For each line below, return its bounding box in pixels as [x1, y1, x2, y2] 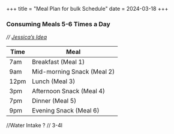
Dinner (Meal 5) [32, 97, 77, 105]
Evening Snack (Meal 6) [32, 106, 100, 115]
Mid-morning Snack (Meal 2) [32, 68, 115, 76]
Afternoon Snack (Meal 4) [32, 87, 105, 95]
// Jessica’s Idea [6, 33, 47, 41]
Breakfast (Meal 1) [32, 58, 85, 66]
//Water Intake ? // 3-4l [6, 122, 63, 129]
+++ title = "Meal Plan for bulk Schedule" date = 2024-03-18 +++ [6, 5, 169, 12]
